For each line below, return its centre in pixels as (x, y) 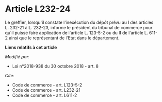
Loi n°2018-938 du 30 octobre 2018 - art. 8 (55, 66)
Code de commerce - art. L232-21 (46, 90)
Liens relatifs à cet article (31, 47)
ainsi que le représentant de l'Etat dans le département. (64, 38)
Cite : (10, 75)
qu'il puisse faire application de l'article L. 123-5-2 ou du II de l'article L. (77, 33)
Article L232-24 (38, 9)
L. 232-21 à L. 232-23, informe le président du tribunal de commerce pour (79, 27)
